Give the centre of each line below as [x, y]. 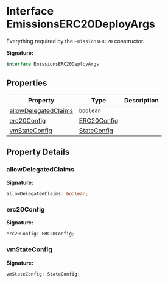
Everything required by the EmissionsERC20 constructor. [75, 41]
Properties [27, 83]
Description [142, 100]
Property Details [38, 152]
